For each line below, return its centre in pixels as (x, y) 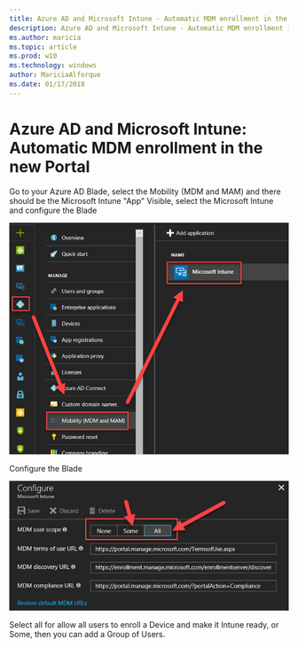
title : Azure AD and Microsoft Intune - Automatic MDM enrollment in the (149, 19)
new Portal (50, 166)
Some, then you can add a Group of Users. (87, 634)
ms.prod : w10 (33, 56)
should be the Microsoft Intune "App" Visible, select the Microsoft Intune (141, 200)
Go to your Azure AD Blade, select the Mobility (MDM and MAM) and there (145, 191)
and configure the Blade (53, 210)
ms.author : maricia (45, 37)
